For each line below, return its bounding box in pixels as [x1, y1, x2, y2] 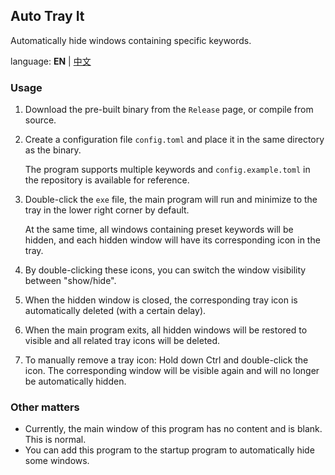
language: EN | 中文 [10, 55, 92, 67]
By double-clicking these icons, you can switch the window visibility [24, 264, 307, 276]
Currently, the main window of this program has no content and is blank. [24, 423, 323, 435]
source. [24, 114, 57, 126]
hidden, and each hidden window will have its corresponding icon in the [24, 234, 321, 246]
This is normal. [24, 434, 87, 446]
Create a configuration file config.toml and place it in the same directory [24, 134, 325, 146]
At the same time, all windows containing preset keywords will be [24, 224, 294, 236]
